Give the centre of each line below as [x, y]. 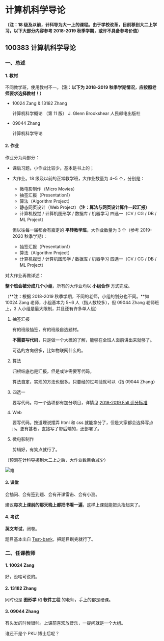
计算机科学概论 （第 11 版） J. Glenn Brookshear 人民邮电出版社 [76, 113]
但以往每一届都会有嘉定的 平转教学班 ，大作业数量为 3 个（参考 [76, 230]
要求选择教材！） [27, 93]
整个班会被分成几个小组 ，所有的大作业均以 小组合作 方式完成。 [69, 286]
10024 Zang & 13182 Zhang [40, 103]
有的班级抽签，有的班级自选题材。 [47, 329]
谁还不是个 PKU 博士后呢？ [32, 633]
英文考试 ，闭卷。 [22, 529]
